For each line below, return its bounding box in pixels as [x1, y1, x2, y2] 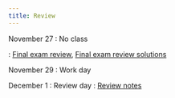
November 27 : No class [8, 34, 88, 43]
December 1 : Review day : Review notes [8, 80, 142, 90]
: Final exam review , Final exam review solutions [8, 49, 167, 59]
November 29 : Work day [8, 65, 92, 75]
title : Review [8, 11, 56, 20]
